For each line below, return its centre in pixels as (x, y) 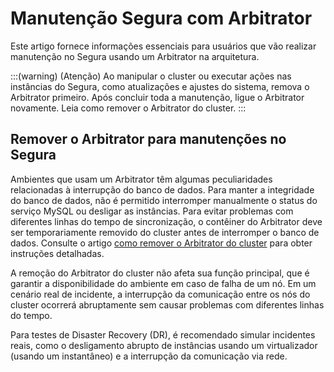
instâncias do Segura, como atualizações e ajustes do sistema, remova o (160, 86)
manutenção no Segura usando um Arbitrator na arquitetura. (135, 56)
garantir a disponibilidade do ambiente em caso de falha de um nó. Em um (163, 283)
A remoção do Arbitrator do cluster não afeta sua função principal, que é (160, 273)
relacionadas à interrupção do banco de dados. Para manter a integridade (162, 189)
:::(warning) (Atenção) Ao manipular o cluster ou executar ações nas (151, 76)
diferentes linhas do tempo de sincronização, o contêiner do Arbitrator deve (166, 221)
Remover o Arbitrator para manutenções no (148, 139)
